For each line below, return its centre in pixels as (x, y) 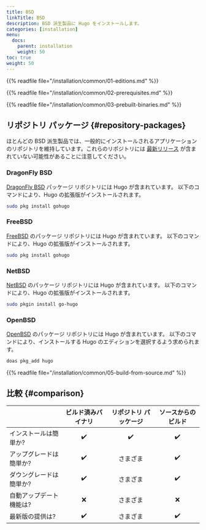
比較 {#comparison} (45, 394)
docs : (19, 40)
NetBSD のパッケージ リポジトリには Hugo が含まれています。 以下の (93, 285)
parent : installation (45, 47)
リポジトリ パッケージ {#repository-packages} (96, 125)
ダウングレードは (34, 474)
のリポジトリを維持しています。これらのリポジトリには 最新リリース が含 (99, 149)
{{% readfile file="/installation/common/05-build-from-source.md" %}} (96, 373)
